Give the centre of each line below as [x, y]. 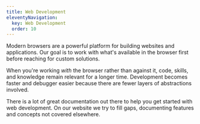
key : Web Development [39, 23]
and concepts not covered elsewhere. [53, 114]
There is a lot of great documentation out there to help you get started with [99, 102]
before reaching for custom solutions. [53, 59]
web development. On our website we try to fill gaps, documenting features [100, 108]
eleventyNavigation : [32, 18]
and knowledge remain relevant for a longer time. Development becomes [97, 77]
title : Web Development [36, 12]
